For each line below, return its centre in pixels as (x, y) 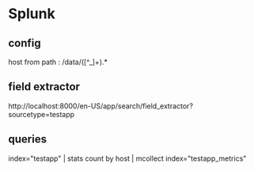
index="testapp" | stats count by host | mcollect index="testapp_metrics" (127, 158)
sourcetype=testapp (42, 114)
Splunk (32, 14)
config (25, 43)
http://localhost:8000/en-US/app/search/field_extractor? (101, 106)
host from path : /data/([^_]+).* (58, 62)
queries (28, 139)
